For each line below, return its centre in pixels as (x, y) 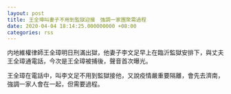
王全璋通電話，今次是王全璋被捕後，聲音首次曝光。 (79, 61)
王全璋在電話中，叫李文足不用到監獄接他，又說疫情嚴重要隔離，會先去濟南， (115, 76)
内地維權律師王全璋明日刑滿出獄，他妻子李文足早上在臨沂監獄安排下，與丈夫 (115, 52)
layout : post (26, 13)
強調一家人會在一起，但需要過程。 (55, 84)
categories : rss (30, 32)
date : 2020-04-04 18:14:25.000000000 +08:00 (72, 26)
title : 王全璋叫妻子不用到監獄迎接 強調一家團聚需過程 (77, 20)
